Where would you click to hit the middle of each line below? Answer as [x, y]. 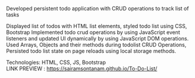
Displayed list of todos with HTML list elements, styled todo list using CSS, [97, 26]
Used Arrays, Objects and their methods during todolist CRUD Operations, [96, 45]
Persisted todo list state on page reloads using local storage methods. [91, 51]
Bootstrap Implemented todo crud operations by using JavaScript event [93, 32]
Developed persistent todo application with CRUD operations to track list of [97, 9]
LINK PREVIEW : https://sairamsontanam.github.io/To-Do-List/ [82, 69]
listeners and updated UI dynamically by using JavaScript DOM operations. [97, 38]
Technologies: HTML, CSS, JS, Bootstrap [56, 62]
